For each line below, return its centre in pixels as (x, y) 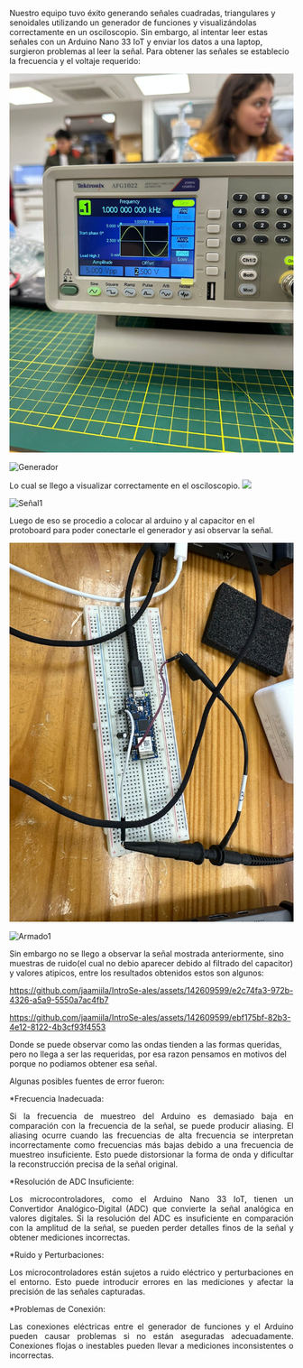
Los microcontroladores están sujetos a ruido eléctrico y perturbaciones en (151, 1272)
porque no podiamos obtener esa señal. (83, 1063)
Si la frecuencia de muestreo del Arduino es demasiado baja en (151, 1116)
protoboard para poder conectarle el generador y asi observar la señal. (141, 530)
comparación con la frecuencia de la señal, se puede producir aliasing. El (151, 1126)
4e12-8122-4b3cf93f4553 (58, 1027)
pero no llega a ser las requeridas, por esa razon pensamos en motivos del (148, 1054)
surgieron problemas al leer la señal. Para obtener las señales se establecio (150, 51)
